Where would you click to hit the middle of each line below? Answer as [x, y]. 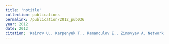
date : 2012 [17, 29]
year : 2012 [17, 24]
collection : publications [32, 15]
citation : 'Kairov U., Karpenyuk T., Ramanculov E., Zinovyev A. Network [85, 33]
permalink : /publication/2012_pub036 [45, 19]
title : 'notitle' [24, 10]
